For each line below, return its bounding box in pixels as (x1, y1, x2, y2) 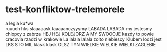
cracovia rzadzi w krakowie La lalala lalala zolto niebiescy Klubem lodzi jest (5, 36, 162, 42)
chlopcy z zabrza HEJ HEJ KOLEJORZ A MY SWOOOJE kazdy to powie (5, 31, 154, 37)
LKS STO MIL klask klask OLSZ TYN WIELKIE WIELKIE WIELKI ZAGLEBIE (5, 41, 156, 47)
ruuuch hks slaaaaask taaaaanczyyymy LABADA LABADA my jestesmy (5, 25, 152, 31)
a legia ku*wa (5, 20, 34, 26)
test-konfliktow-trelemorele (5, 4, 125, 15)
